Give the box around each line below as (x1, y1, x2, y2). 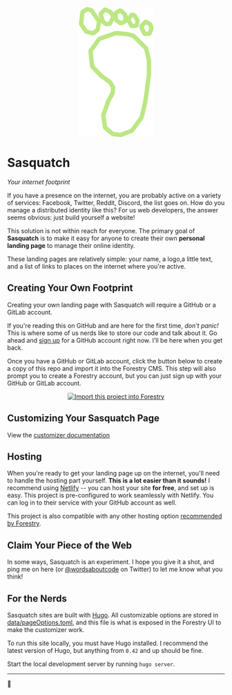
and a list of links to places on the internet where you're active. (7, 262, 186, 270)
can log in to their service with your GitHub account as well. (7, 498, 177, 507)
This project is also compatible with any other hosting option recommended (7, 512, 222, 521)
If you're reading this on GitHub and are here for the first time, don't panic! (7, 321, 219, 330)
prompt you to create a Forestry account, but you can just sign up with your (7, 371, 222, 380)
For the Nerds (7, 593, 67, 604)
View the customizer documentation (7, 431, 110, 439)
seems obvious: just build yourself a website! (7, 213, 135, 222)
